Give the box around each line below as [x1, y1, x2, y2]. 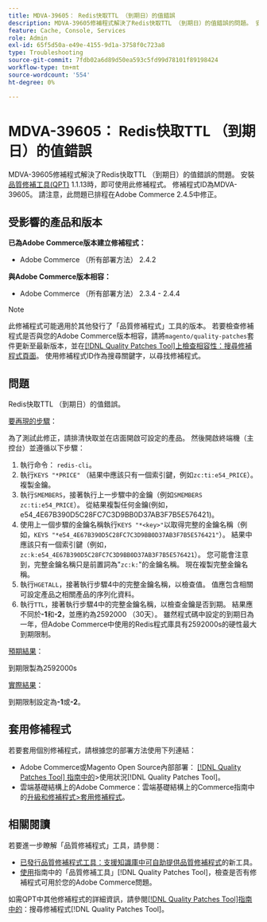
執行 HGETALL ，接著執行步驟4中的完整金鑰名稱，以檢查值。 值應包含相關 [19, 579, 253, 590]
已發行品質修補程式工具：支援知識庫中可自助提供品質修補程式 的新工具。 [19, 857, 257, 867]
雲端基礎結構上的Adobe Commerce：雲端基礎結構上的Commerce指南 [19, 782, 249, 791]
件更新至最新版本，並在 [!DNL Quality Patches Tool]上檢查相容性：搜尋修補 [8, 341, 253, 351]
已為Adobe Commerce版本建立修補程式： [8, 238, 146, 248]
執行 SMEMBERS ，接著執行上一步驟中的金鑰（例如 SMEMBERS [19, 490, 203, 500]
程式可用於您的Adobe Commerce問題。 [26, 877, 157, 887]
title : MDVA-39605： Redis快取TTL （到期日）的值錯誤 [8, 11, 176, 20]
